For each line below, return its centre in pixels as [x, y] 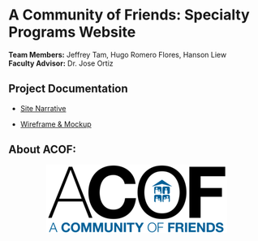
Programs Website [72, 32]
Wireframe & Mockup [56, 124]
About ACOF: [43, 150]
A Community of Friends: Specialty [129, 15]
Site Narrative [43, 108]
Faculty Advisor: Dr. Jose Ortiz [61, 63]
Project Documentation [68, 89]
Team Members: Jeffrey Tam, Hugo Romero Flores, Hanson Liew [118, 54]
